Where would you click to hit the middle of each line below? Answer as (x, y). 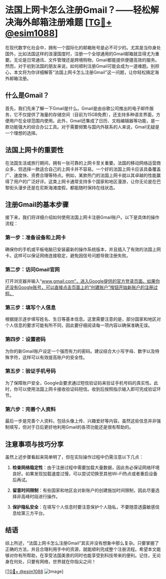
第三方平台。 (34, 513)
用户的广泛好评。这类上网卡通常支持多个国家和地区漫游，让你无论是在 (85, 181)
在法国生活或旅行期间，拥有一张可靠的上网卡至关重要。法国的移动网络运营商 (83, 163)
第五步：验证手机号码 (30, 371)
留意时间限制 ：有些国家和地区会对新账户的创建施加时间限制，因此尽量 (84, 490)
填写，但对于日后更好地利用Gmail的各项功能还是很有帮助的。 (71, 427)
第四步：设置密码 (25, 340)
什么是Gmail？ (27, 96)
